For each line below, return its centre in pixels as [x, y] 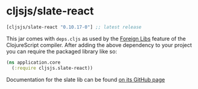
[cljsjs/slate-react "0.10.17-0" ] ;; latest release [74, 27]
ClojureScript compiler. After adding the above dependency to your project [99, 45]
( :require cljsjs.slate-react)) [53, 68]
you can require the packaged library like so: [62, 51]
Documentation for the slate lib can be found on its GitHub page [86, 79]
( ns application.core [34, 62]
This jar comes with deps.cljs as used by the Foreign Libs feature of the [96, 38]
